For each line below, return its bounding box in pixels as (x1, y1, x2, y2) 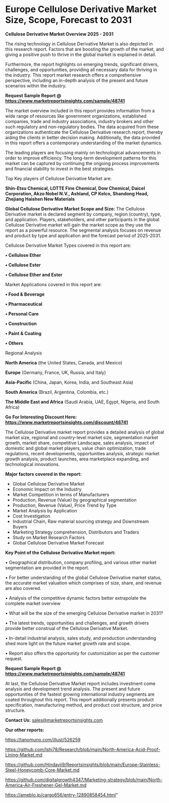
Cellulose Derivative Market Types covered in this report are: (5, 242, 132, 248)
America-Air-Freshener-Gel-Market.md (5, 782, 87, 788)
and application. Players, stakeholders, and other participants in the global (5, 216, 160, 223)
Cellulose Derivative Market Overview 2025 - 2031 (5, 31, 114, 37)
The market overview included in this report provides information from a (5, 108, 155, 114)
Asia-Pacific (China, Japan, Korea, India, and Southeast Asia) (5, 379, 134, 385)
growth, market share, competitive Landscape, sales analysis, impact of (5, 440, 155, 446)
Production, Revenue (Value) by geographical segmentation (12, 497, 137, 503)
